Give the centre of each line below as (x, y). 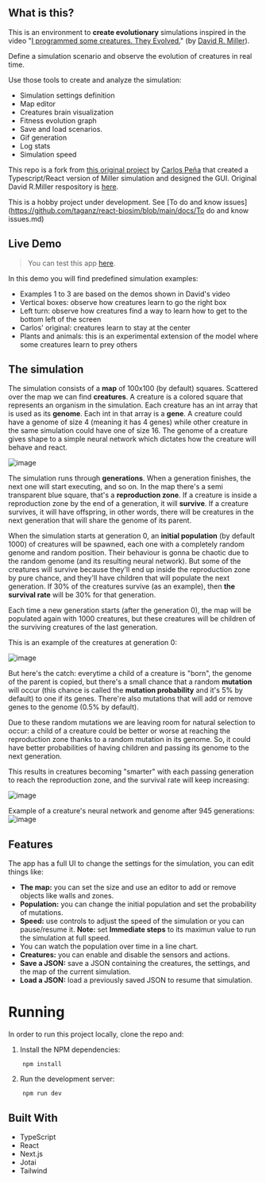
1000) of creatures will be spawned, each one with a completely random (126, 544)
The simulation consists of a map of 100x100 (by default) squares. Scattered (133, 388)
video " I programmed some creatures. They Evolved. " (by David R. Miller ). (129, 41)
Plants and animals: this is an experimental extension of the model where (139, 336)
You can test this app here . (71, 263)
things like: (26, 872)
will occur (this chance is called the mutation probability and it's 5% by (126, 690)
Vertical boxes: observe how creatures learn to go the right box (123, 302)
